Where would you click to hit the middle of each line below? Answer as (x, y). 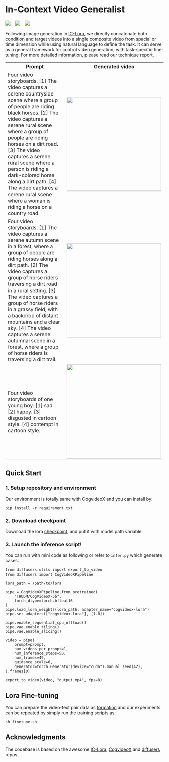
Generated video (114, 66)
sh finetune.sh (21, 722)
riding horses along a (33, 259)
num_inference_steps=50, (40, 654)
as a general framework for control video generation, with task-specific (79, 49)
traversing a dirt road (32, 284)
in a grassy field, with (33, 309)
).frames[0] (18, 671)
